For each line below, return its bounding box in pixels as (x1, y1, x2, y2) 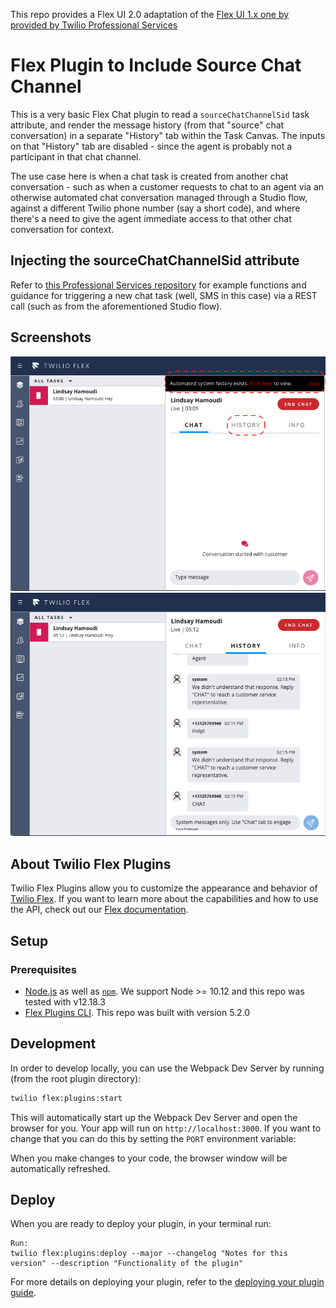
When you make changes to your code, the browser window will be (10, 1152, 288, 1164)
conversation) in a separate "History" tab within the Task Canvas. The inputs (10, 129, 326, 141)
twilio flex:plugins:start (10, 1093, 123, 1103)
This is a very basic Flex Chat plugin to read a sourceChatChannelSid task (10, 108, 310, 120)
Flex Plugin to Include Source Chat (10, 54, 302, 77)
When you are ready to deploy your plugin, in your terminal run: (10, 1218, 272, 1230)
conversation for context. (10, 223, 115, 235)
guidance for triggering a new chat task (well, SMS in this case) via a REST (10, 289, 318, 301)
